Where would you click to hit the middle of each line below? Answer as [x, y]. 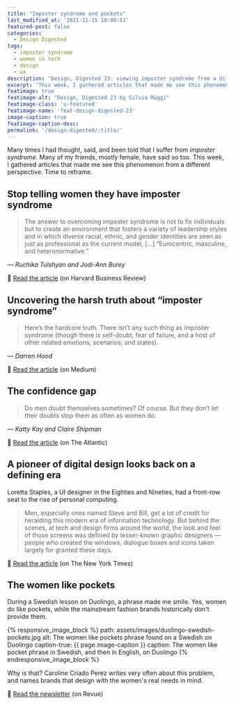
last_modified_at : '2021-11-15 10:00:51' [68, 20]
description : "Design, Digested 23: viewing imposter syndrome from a [112, 78]
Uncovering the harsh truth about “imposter [105, 300]
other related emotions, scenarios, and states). [91, 342]
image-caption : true [37, 117]
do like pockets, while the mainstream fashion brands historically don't [108, 609]
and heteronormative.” [56, 251]
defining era [34, 475]
